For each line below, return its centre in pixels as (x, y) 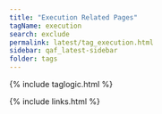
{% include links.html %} (55, 102)
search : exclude (39, 34)
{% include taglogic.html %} (61, 84)
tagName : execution (46, 26)
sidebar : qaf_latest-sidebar (64, 51)
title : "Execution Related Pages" (74, 17)
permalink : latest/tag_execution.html (81, 42)
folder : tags (34, 59)
